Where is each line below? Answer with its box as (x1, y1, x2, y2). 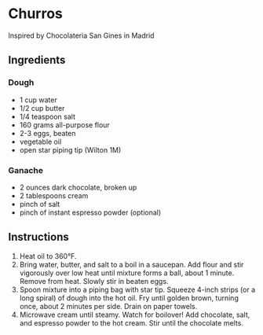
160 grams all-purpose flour (19, 120, 110, 130)
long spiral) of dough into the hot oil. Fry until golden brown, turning (19, 293, 239, 303)
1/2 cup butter (19, 103, 65, 112)
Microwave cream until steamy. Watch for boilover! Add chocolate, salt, (19, 310, 250, 319)
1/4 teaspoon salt (19, 112, 76, 121)
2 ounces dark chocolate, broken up (19, 182, 137, 192)
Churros (8, 5, 63, 23)
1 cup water (19, 95, 57, 105)
